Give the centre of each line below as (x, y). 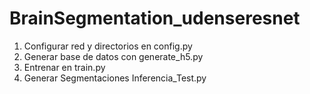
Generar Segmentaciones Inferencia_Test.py (115, 78)
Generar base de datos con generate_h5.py (113, 56)
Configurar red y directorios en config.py (108, 46)
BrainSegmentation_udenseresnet (155, 18)
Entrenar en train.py (64, 67)
